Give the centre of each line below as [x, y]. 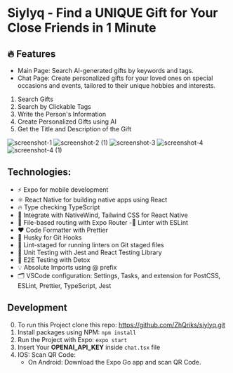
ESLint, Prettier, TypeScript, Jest [64, 285]
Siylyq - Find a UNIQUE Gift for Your [113, 13]
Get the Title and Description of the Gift [74, 129]
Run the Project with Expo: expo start [72, 339]
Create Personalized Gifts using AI [67, 122]
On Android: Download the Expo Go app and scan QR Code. [114, 362]
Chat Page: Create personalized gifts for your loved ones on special [115, 78]
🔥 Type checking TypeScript [59, 207]
